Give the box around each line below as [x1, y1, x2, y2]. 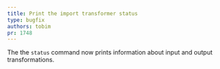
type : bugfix [7, 17, 45, 23]
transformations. [7, 56, 55, 64]
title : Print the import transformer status [7, 10, 138, 17]
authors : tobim [7, 23, 51, 30]
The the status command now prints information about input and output [7, 48, 213, 57]
